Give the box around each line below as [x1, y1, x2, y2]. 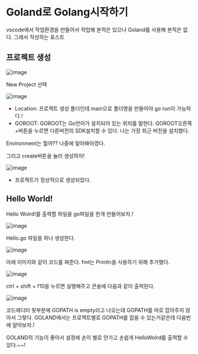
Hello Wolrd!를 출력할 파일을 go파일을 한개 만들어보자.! [6, 210, 134, 217]
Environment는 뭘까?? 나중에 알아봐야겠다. [6, 140, 105, 147]
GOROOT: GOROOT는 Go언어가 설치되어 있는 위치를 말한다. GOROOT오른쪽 [14, 120, 193, 127]
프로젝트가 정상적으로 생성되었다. [14, 176, 91, 184]
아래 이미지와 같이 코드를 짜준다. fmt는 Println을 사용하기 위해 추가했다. [6, 258, 170, 265]
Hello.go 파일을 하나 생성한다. [6, 234, 76, 242]
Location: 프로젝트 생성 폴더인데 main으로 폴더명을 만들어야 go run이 [14, 105, 176, 112]
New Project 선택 [6, 81, 47, 88]
